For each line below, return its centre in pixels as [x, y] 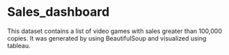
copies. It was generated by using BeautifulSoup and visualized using [107, 38]
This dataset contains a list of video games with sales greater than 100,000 [115, 31]
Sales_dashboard [58, 12]
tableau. [19, 45]
